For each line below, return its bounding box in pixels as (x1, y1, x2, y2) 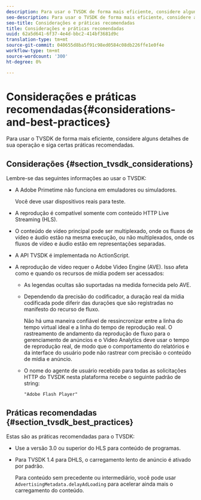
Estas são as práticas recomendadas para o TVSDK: (6, 433, 135, 440)
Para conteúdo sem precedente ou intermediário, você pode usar (14, 474, 176, 481)
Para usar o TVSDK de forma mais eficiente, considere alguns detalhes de (6, 135, 189, 143)
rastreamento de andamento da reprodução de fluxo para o (23, 330, 170, 337)
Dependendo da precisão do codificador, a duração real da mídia (23, 293, 184, 300)
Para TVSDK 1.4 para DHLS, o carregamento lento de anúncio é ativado (14, 456, 191, 463)
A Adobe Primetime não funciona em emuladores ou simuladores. (14, 186, 177, 193)
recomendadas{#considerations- (6, 102, 176, 116)
